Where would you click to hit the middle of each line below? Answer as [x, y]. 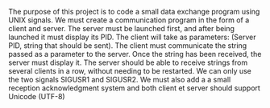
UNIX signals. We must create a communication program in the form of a [129, 20]
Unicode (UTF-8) [37, 96]
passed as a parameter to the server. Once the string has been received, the [135, 54]
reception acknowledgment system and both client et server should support [134, 88]
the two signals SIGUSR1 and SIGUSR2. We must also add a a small [120, 80]
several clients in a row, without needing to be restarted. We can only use [130, 71]
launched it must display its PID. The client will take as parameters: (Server [132, 37]
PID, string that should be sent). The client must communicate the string [128, 46]
